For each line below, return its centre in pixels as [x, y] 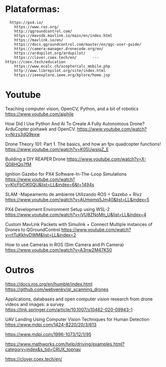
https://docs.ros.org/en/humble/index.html [49, 284]
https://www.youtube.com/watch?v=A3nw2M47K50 [59, 250]
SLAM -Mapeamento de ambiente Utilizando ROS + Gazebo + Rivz [74, 194]
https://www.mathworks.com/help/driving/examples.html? [65, 344]
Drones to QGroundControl [33, 229]
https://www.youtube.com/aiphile [39, 114]
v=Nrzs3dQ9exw [23, 134]
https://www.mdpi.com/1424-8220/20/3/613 [51, 324]
